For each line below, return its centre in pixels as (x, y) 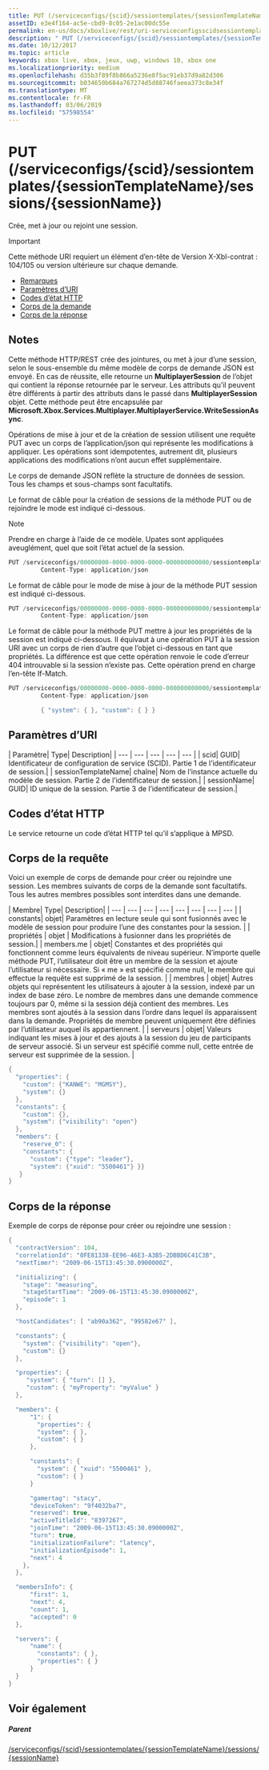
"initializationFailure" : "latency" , (92, 1543)
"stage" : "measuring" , (60, 1285)
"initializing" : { (46, 1277)
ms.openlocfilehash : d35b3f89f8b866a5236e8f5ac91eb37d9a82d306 (116, 75)
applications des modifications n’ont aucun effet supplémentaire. (115, 460)
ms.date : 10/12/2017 (43, 46)
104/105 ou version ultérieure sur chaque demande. (93, 265)
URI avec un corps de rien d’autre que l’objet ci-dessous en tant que (121, 648)
